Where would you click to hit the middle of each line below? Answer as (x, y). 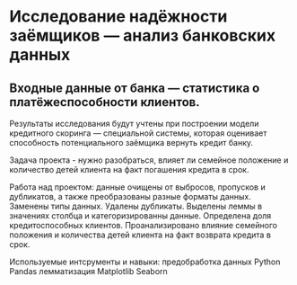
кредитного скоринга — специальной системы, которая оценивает (138, 133)
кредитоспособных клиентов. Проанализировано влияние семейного (144, 225)
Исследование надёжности (118, 17)
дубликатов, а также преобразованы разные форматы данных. (130, 196)
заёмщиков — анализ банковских (143, 36)
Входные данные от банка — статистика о (135, 88)
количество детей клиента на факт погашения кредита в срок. (129, 169)
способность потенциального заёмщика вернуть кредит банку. (131, 142)
